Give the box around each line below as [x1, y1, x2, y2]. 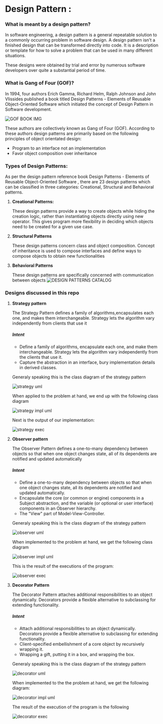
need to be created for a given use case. [12, 224, 94, 230]
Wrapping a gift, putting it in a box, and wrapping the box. [19, 652, 135, 658]
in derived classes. [19, 365, 57, 371]
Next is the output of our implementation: [12, 417, 95, 423]
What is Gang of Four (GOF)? [5, 80, 74, 87]
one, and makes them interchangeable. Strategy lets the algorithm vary [12, 315, 155, 321]
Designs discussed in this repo [5, 289, 79, 296]
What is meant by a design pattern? [5, 21, 91, 28]
